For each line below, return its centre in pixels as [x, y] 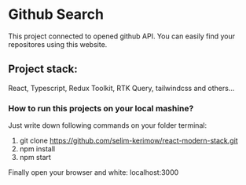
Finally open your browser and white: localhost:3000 [94, 172]
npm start [35, 158]
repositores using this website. [58, 44]
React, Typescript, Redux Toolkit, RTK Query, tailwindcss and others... [121, 88]
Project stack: [43, 69]
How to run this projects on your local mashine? [101, 108]
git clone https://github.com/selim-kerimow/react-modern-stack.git [129, 141]
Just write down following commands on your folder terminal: [107, 125]
